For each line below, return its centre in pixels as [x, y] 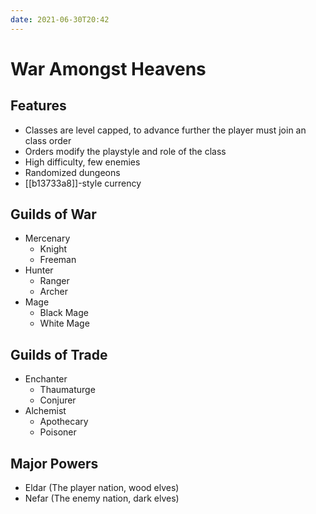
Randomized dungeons [72, 172]
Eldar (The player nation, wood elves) [102, 488]
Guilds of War [53, 214]
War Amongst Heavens [108, 68]
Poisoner [58, 432]
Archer [53, 292]
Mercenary [47, 238]
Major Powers [54, 463]
